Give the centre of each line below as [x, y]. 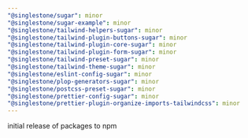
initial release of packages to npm [62, 126]
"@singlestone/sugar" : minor [55, 15]
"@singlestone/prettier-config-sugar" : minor [83, 96]
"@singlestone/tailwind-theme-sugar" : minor [81, 67]
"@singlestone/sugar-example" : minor [69, 23]
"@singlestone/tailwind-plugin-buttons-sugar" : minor [98, 37]
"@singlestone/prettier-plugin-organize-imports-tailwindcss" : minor [124, 103]
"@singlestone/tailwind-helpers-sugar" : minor [85, 30]
